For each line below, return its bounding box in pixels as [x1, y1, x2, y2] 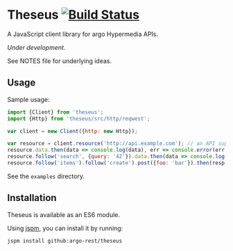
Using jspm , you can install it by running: [7, 224, 123, 232]
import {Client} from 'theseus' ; [7, 108, 104, 116]
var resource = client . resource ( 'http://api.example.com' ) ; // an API [7, 140, 216, 147]
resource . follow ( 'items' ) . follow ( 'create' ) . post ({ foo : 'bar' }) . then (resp [7, 159, 225, 166]
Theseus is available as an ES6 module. [7, 210, 120, 218]
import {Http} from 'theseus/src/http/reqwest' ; [7, 115, 150, 122]
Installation [7, 192, 57, 204]
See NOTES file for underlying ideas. [7, 56, 112, 65]
